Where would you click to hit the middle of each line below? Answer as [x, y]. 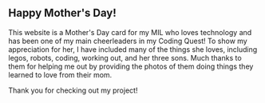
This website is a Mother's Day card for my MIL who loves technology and [130, 32]
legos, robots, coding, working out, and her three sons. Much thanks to [125, 57]
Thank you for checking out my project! [73, 90]
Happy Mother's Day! [63, 13]
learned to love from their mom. [60, 74]
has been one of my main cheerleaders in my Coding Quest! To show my [128, 41]
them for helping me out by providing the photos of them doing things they [131, 66]
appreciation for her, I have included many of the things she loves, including [133, 49]
